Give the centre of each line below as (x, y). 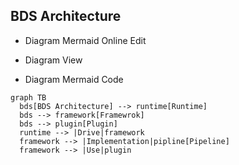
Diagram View (53, 60)
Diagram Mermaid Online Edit (85, 40)
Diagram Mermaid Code (74, 79)
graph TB (28, 97)
